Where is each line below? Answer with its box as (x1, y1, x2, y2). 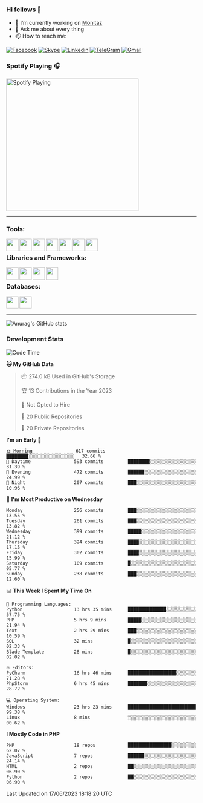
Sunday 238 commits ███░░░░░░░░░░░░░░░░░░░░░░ (6, 571, 196, 577)
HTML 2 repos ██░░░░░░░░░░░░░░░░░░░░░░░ (6, 763, 196, 769)
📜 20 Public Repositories (21, 413, 83, 420)
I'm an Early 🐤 (6, 436, 42, 444)
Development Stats (6, 335, 64, 344)
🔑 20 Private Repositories (21, 424, 85, 431)
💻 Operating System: (6, 697, 60, 703)
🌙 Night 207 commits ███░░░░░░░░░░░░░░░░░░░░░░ (6, 479, 196, 486)
